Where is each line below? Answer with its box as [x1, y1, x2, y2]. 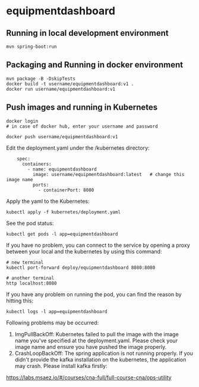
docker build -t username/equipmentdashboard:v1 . [6, 81, 134, 87]
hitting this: [6, 297, 34, 304]
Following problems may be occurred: [6, 319, 99, 326]
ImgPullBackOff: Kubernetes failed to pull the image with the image [14, 330, 179, 338]
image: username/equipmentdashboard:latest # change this [32, 171, 185, 177]
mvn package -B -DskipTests [6, 76, 76, 82]
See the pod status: [6, 219, 54, 227]
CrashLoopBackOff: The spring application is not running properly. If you [14, 349, 193, 357]
